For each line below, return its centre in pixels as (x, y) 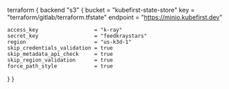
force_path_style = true (60, 66)
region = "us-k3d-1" (69, 42)
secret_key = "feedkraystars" (77, 36)
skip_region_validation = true (60, 60)
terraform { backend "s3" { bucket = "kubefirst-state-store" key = (101, 10)
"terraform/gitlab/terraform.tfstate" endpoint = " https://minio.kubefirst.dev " (115, 17)
